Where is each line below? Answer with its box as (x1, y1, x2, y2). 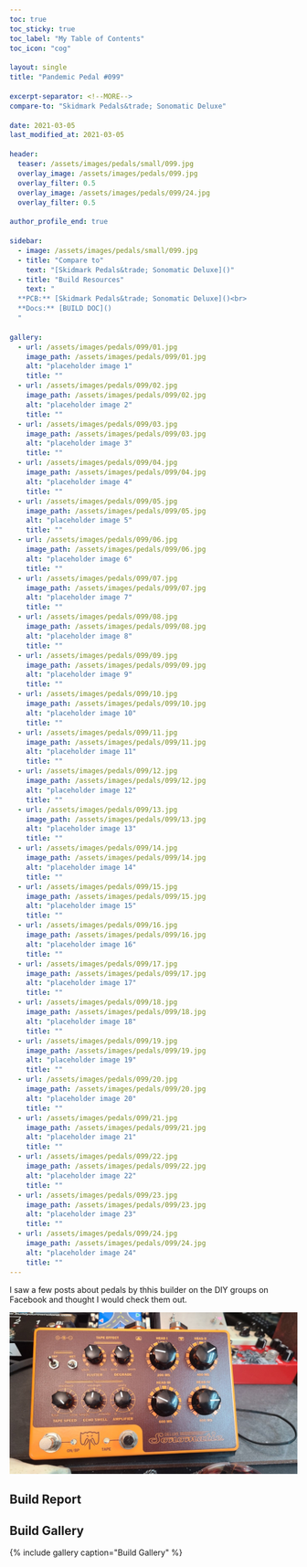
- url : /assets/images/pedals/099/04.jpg (17, 458, 178, 468)
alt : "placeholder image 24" (26, 1248, 137, 1257)
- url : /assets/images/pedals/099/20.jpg (17, 1075, 178, 1085)
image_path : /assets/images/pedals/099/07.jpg (26, 583, 206, 593)
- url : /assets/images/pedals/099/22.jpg (17, 1152, 178, 1161)
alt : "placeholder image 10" (26, 708, 137, 717)
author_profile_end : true (9, 217, 108, 227)
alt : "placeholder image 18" (26, 1017, 137, 1026)
